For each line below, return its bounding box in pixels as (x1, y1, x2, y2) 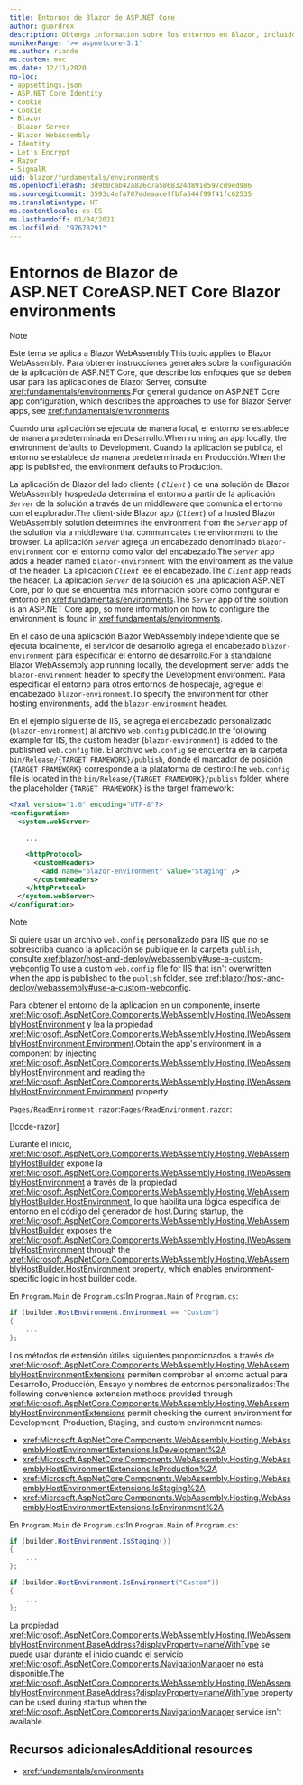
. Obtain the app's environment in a (133, 1038, 262, 1049)
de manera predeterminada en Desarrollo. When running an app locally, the (9, 433, 287, 444)
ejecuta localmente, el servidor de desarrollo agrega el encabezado (9, 641, 261, 652)
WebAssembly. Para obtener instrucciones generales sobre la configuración (9, 358, 292, 369)
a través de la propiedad (87, 1177, 178, 1188)
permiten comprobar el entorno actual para (127, 1368, 289, 1379)
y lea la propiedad (87, 1019, 154, 1030)
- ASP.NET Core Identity (9, 89, 103, 98)
